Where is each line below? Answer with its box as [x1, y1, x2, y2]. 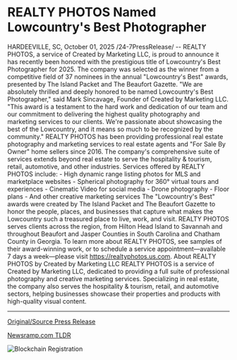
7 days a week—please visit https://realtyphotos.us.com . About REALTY [7, 252, 217, 261]
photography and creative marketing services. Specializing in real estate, [7, 274, 219, 283]
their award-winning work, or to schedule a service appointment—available [7, 244, 226, 253]
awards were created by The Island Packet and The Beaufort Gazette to [7, 199, 216, 208]
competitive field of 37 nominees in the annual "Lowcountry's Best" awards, [7, 72, 229, 81]
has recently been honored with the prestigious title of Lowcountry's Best [7, 57, 221, 66]
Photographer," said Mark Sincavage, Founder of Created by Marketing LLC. [7, 94, 229, 103]
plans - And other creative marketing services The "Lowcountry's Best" [7, 192, 215, 201]
